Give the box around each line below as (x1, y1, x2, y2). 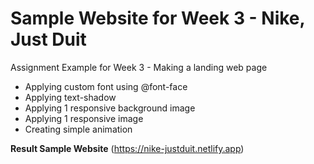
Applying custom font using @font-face (24, 80, 188, 92)
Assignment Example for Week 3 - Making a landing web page (10, 61, 268, 73)
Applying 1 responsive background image (24, 102, 196, 114)
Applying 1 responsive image (24, 112, 144, 124)
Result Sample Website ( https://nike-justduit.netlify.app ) (10, 142, 245, 154)
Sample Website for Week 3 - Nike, (10, 7, 306, 30)
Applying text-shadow (24, 91, 117, 103)
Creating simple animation (24, 123, 133, 135)
